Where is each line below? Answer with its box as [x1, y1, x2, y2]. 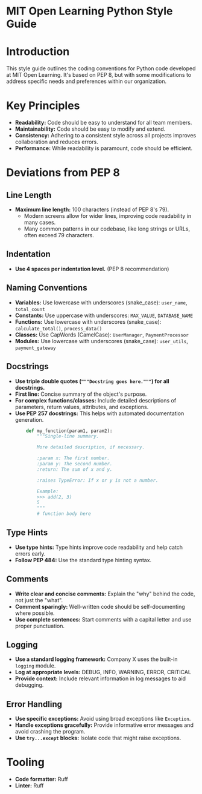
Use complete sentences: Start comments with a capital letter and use [14, 615, 192, 623]
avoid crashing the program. [14, 728, 86, 735]
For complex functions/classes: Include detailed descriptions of [14, 396, 177, 404]
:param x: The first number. [37, 455, 110, 461]
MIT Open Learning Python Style [6, 4, 173, 18]
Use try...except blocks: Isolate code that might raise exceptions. [14, 734, 181, 742]
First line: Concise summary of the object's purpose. [14, 390, 147, 398]
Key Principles [6, 99, 80, 113]
